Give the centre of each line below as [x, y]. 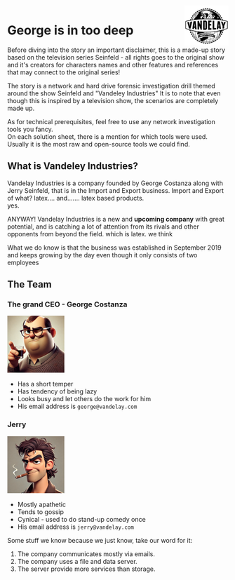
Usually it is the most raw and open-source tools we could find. [99, 144]
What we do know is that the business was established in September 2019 [115, 248]
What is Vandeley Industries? [73, 166]
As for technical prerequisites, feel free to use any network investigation [111, 121]
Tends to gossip [41, 512]
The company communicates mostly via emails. [86, 554]
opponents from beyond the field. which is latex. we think [90, 234]
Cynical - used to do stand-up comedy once [81, 519]
